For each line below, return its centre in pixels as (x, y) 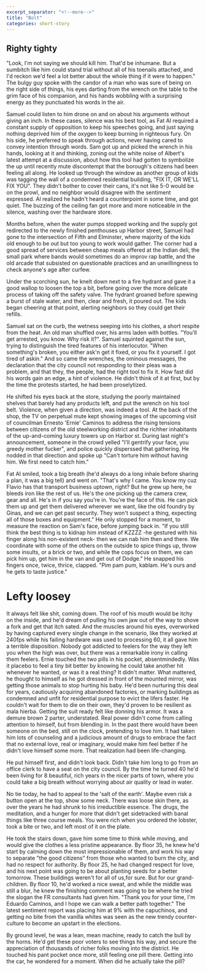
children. (17, 884)
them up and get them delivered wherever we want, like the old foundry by (101, 507)
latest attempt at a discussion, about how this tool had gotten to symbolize (100, 160)
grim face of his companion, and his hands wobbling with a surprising (94, 96)
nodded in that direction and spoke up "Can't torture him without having (97, 456)
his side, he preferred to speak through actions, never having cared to (95, 140)
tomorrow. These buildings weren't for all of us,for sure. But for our (91, 878)
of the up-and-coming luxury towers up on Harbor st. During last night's (97, 436)
